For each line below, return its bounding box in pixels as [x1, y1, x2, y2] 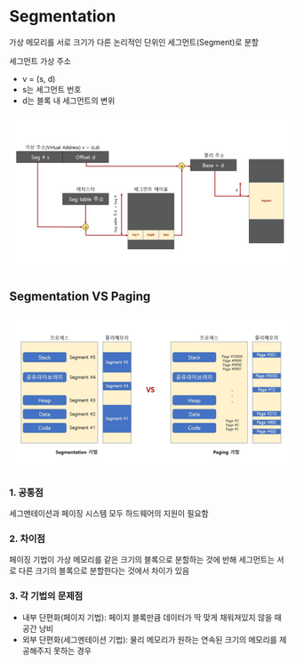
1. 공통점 [9, 486, 44, 498]
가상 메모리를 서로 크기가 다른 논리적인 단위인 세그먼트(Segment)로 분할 [9, 36, 260, 47]
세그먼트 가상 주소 [9, 55, 71, 66]
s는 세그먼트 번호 [21, 84, 82, 94]
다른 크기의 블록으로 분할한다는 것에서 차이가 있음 [18, 565, 189, 576]
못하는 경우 [52, 645, 92, 656]
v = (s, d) [21, 73, 56, 84]
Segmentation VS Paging [9, 288, 151, 304]
